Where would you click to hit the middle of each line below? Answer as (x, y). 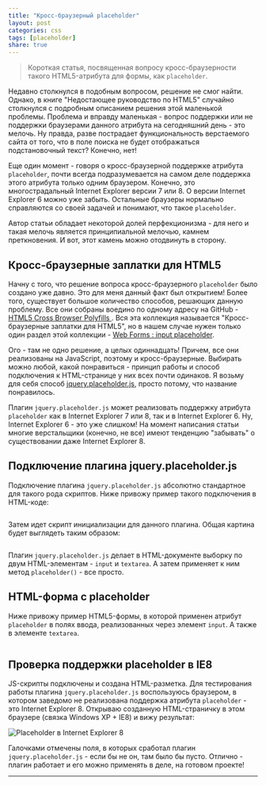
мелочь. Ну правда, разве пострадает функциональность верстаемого (129, 134)
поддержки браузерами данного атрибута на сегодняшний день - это (127, 125)
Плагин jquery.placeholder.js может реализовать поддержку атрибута (129, 407)
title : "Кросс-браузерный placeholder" (74, 15)
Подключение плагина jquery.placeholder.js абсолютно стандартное (127, 485)
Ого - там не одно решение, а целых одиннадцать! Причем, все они (123, 350)
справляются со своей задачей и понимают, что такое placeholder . (122, 208)
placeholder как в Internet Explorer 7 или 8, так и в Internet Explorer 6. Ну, (131, 415)
